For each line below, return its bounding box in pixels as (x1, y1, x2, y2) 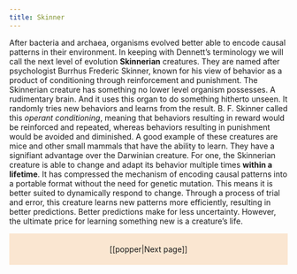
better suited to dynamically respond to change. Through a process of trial (9, 187, 280, 198)
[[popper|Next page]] (109, 244, 188, 255)
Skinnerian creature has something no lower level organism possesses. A (9, 84, 276, 95)
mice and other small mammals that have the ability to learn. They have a (9, 141, 276, 151)
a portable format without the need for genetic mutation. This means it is (9, 178, 273, 188)
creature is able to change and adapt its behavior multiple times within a (9, 159, 272, 170)
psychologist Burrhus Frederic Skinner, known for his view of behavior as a (9, 65, 283, 76)
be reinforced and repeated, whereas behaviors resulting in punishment (9, 121, 270, 133)
